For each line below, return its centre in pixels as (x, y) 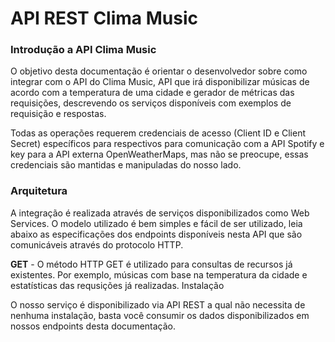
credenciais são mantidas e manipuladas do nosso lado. (126, 165)
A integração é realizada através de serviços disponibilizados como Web (160, 213)
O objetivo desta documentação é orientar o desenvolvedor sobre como (159, 71)
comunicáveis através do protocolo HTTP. (97, 244)
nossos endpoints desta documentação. (93, 326)
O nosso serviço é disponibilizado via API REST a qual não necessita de (158, 304)
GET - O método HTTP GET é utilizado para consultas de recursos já (151, 264)
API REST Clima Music (104, 18)
